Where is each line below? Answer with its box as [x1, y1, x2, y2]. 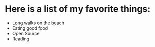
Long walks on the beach [12, 20, 65, 26]
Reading [12, 36, 30, 42]
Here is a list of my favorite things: [5, 3, 151, 15]
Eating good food [12, 25, 48, 31]
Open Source [12, 30, 40, 36]
